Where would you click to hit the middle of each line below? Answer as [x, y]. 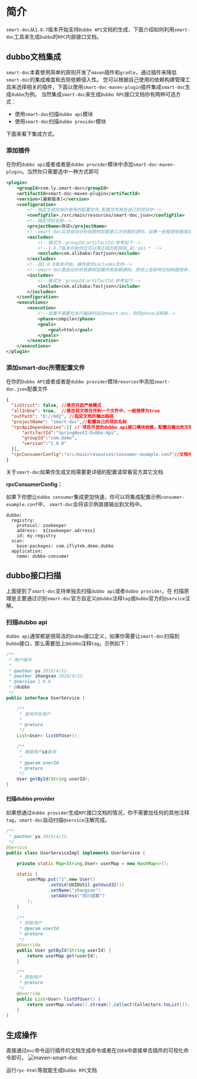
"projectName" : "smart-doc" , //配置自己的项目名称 [69, 422]
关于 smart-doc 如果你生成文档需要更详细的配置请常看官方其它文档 [85, 472]
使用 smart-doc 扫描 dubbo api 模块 [54, 114]
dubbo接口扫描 [34, 576]
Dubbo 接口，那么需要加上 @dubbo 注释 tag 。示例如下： [68, 643]
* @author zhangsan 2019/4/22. [47, 676]
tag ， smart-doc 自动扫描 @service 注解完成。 [58, 820]
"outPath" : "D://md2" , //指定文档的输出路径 [63, 416]
